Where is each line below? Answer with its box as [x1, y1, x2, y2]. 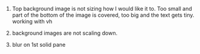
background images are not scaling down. [12, 29, 118, 37]
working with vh [12, 18, 53, 25]
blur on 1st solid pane [12, 41, 66, 48]
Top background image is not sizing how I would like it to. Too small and [12, 5, 193, 12]
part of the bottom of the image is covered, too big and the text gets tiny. [12, 11, 195, 19]
